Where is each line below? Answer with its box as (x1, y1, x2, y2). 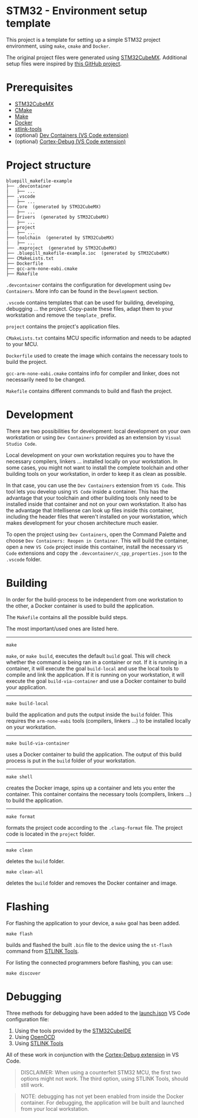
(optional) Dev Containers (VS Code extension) (14, 131, 129, 139)
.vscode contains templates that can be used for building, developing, (6, 299, 175, 306)
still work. (20, 1081, 44, 1089)
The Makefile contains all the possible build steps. (6, 613, 128, 620)
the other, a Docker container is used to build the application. (6, 602, 154, 609)
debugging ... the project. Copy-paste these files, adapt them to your (6, 305, 173, 312)
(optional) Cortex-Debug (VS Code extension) (14, 137, 126, 145)
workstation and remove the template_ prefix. (6, 311, 117, 318)
